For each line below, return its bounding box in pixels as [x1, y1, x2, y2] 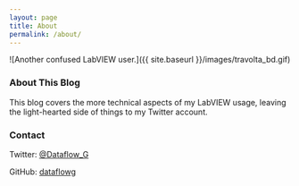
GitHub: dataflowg [9, 166, 77, 177]
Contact [9, 129, 46, 141]
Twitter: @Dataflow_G [9, 148, 89, 159]
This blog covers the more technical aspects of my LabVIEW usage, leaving [9, 97, 287, 107]
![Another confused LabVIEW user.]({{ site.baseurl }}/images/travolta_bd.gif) [9, 55, 291, 65]
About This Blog [9, 77, 80, 89]
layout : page [9, 13, 58, 22]
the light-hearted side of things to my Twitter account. [9, 106, 208, 117]
